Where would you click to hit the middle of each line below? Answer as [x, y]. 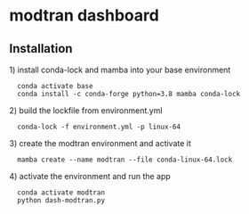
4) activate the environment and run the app [90, 176]
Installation [41, 49]
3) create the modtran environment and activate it [100, 143]
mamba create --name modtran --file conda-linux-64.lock [125, 160]
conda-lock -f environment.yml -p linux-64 [99, 127]
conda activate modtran [61, 193]
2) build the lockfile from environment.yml [86, 111]
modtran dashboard [84, 16]
